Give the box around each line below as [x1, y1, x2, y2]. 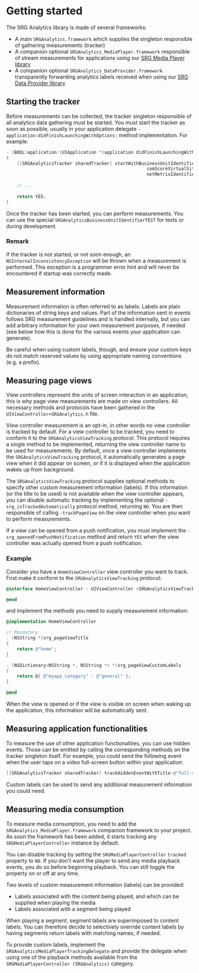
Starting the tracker [6, 97, 80, 107]
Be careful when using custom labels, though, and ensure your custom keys [6, 346, 191, 353]
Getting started [6, 4, 83, 18]
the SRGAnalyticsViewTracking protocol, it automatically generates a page [6, 454, 185, 461]
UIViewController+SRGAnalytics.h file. [6, 410, 99, 417]
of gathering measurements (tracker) [14, 42, 105, 49]
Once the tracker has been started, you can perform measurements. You [6, 210, 184, 217]
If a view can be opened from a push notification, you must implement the [6, 527, 187, 534]
